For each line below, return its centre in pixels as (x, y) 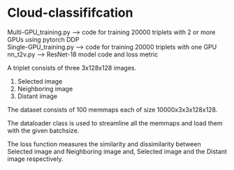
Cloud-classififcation (70, 13)
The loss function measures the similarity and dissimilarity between (104, 144)
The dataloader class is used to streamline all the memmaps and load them (115, 123)
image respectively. (35, 159)
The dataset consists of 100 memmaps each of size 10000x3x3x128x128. (112, 109)
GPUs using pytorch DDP (43, 39)
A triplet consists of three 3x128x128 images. (72, 68)
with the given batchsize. (43, 130)
